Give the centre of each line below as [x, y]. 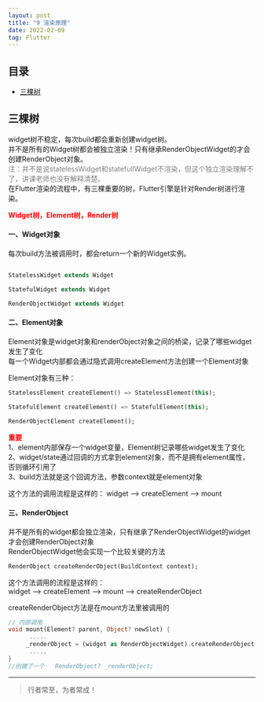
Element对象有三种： [42, 378]
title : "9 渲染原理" [39, 23]
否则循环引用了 [32, 467]
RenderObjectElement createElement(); [71, 421]
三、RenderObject [38, 513]
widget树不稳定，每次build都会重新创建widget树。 [90, 139]
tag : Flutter [29, 37]
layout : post [29, 15]
